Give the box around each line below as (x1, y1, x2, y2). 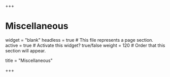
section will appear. (5, 47, 46, 53)
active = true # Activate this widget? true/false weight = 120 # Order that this (5, 42, 165, 48)
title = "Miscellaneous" (5, 57, 53, 63)
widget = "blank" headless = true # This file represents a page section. (5, 37, 154, 43)
